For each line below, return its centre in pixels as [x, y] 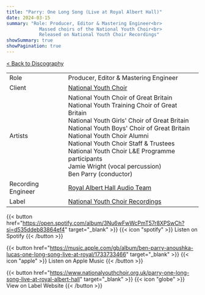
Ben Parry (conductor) [100, 173]
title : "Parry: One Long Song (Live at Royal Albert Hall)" [85, 12]
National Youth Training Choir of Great [123, 105]
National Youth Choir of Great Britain [120, 97]
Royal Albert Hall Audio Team [110, 188]
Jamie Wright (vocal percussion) [115, 166]
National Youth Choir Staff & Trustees [121, 143]
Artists [19, 136]
